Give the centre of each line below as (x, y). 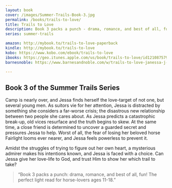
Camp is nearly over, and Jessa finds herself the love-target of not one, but (85, 100)
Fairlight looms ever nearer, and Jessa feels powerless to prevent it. (77, 138)
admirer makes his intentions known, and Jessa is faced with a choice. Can (84, 154)
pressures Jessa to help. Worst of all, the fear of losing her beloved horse (83, 133)
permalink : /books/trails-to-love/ (43, 20)
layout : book (19, 10)
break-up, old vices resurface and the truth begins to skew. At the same (81, 122)
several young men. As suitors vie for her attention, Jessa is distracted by (83, 105)
